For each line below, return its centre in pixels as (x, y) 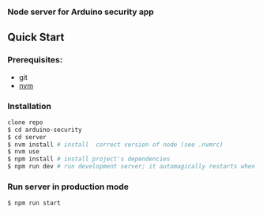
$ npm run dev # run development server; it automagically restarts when (131, 167)
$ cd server (27, 137)
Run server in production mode (68, 187)
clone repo (25, 122)
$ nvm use (24, 152)
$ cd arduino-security (45, 130)
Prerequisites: (35, 60)
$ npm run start (34, 203)
